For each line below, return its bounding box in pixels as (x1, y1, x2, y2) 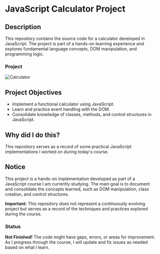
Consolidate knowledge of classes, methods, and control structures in (12, 112, 152, 118)
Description (5, 23, 41, 31)
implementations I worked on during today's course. (5, 149, 109, 154)
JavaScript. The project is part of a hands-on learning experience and (5, 41, 144, 47)
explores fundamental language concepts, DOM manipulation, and (5, 46, 137, 51)
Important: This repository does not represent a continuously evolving (5, 201, 145, 206)
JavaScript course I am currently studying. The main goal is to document (5, 181, 150, 186)
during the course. (5, 211, 42, 217)
